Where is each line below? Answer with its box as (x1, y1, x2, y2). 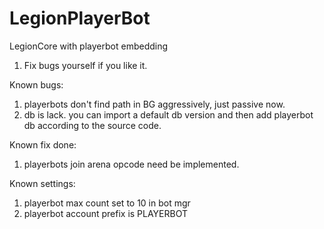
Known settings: (9, 177, 76, 189)
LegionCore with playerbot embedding (9, 40, 169, 52)
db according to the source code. (23, 119, 162, 131)
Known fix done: (9, 138, 77, 151)
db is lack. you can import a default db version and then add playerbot (23, 108, 314, 121)
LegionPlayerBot (9, 7, 151, 30)
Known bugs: (9, 78, 64, 91)
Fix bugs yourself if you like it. (23, 59, 148, 71)
